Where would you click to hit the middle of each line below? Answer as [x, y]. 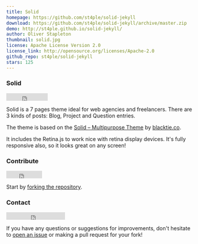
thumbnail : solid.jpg [33, 40]
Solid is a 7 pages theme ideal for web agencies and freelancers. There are [99, 109]
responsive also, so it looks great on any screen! [66, 145]
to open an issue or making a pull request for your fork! [75, 235]
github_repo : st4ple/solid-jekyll [50, 57]
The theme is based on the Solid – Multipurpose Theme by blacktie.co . [94, 127]
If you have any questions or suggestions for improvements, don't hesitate [98, 228]
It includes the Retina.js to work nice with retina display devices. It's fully [96, 139]
